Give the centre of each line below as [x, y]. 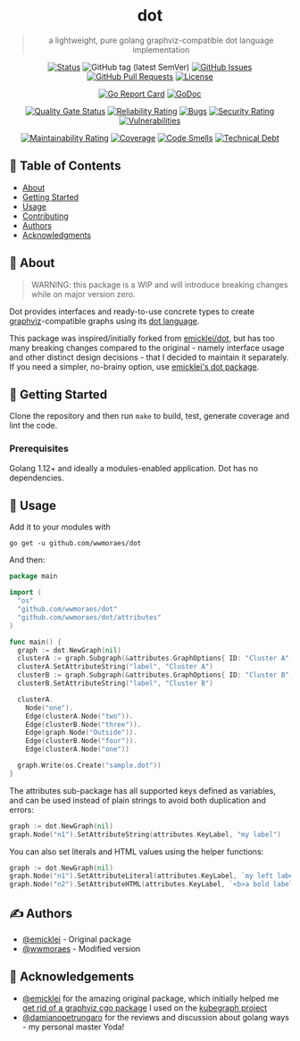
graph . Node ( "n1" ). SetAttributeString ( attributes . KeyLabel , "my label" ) [145, 834]
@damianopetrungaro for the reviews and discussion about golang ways [156, 1017]
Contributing [45, 216]
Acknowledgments [57, 235]
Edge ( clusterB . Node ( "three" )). [83, 724]
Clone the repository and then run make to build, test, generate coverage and [150, 416]
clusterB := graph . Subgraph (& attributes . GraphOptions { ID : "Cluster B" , [155, 675]
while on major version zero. [83, 294]
